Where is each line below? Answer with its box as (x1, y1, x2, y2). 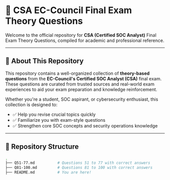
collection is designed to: (5, 101, 58, 108)
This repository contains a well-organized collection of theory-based (5, 70, 150, 76)
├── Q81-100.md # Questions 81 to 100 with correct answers (5, 165, 153, 170)
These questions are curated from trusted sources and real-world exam (5, 81, 155, 87)
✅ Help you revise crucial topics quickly (12, 111, 96, 117)
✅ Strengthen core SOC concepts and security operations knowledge (12, 122, 158, 128)
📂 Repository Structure (5, 143, 79, 151)
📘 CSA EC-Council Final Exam (5, 5, 132, 16)
